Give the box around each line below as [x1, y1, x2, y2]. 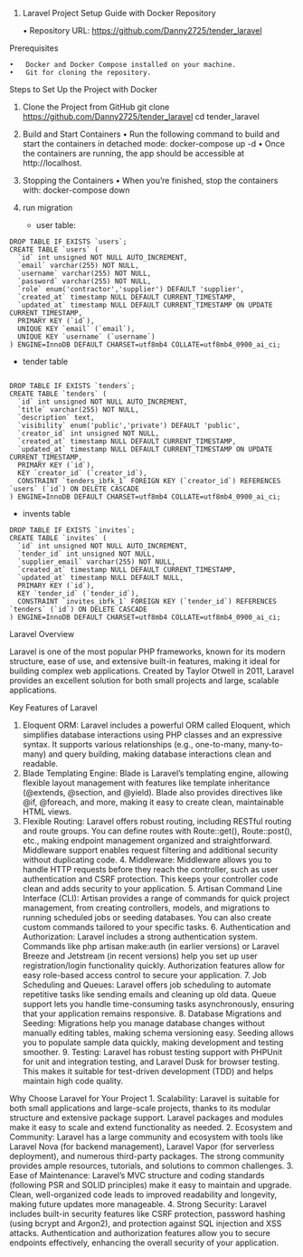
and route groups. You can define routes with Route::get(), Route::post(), [22, 825, 293, 836]
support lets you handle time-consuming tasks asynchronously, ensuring [22, 999, 295, 1009]
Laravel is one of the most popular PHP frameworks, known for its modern [9, 646, 286, 657]
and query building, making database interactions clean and [48, 748, 272, 759]
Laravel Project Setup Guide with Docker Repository [22, 8, 217, 18]
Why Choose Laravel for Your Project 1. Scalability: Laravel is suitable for [9, 1093, 280, 1103]
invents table [22, 509, 71, 519]
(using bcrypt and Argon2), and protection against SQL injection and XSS [9, 1218, 282, 1229]
